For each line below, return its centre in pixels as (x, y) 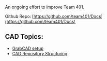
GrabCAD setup (28, 48)
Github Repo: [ (19, 16)
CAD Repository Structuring (40, 53)
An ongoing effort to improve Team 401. (45, 7)
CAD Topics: (24, 37)
